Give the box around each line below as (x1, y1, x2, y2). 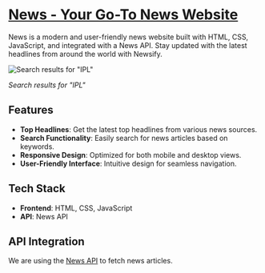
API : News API (19, 211, 68, 221)
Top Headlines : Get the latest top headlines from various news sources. (19, 124, 258, 134)
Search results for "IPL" (8, 80, 86, 90)
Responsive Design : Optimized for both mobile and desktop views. (19, 150, 242, 159)
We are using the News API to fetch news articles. (8, 256, 174, 266)
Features (8, 103, 54, 117)
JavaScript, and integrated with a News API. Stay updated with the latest (8, 40, 247, 50)
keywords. (19, 142, 54, 151)
